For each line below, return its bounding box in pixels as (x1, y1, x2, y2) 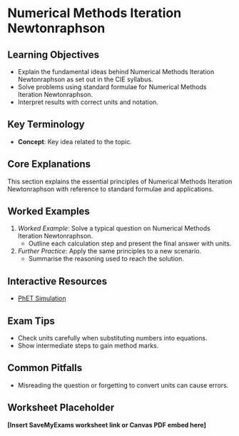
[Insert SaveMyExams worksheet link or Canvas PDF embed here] (7, 420, 207, 429)
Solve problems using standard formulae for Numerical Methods (17, 83, 207, 91)
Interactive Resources (7, 275, 108, 287)
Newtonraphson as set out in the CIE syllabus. (17, 75, 153, 83)
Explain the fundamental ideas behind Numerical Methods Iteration (17, 68, 215, 76)
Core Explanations (7, 158, 91, 171)
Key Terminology (7, 118, 85, 131)
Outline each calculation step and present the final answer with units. (28, 239, 232, 248)
